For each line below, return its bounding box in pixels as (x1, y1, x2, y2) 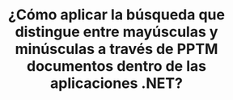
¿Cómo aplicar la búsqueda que (7, 6, 226, 24)
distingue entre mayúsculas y (15, 23, 218, 41)
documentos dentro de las (26, 57, 207, 76)
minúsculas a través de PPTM (15, 40, 218, 58)
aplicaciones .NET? (50, 74, 183, 93)
